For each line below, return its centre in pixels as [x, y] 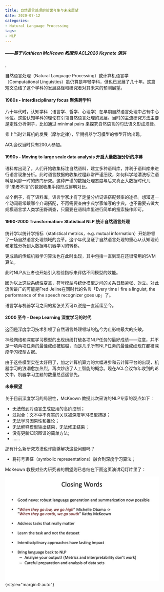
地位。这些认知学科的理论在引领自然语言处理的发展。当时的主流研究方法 [78, 118]
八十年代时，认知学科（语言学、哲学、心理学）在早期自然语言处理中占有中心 [82, 112]
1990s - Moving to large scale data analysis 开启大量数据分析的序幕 [74, 157]
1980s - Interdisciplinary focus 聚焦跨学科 [48, 100]
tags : [10, 31]
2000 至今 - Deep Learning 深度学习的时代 [48, 317]
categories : [17, 21]
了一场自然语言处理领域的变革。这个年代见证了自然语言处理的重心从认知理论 [82, 239]
